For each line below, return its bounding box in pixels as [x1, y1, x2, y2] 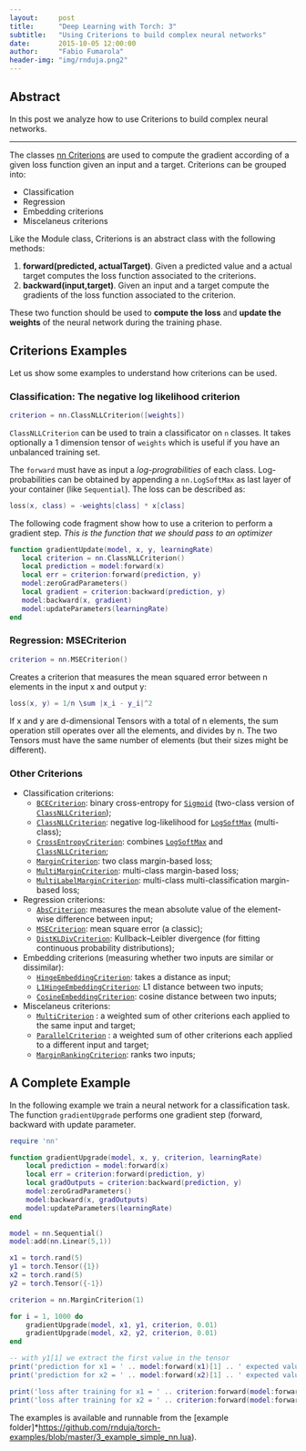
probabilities [9, 474, 56, 485]
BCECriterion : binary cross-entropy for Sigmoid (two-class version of [36, 797, 295, 808]
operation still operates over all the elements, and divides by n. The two [9, 725, 278, 736]
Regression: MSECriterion [9, 634, 127, 647]
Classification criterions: [22, 787, 114, 798]
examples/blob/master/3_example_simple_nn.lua [9, 1431, 192, 1442]
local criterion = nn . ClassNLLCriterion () [21, 553, 185, 563]
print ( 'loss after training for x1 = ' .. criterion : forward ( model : [9, 1386, 275, 1396]
